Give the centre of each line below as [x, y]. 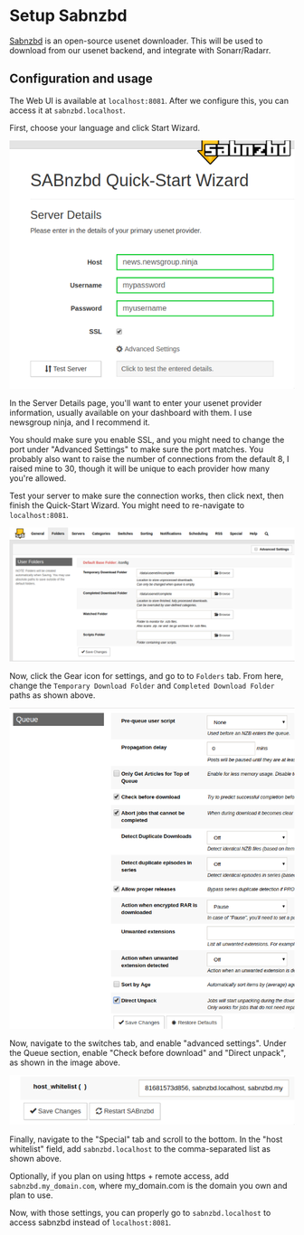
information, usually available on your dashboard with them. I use [131, 413]
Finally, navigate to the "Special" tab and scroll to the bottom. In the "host [146, 1139]
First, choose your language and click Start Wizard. [105, 127]
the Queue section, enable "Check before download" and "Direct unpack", [148, 1053]
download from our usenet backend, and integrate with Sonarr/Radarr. [140, 50]
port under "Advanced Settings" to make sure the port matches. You [137, 449]
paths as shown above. [52, 695]
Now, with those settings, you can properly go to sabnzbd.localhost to [140, 1212]
